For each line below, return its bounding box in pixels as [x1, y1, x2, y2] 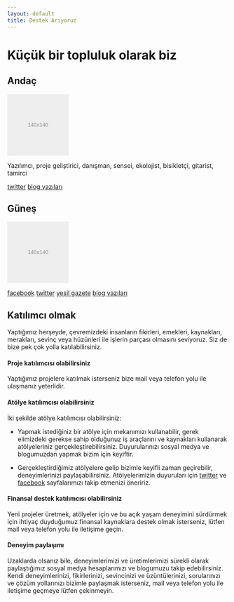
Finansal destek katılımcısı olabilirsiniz [7, 495, 123, 503]
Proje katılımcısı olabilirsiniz [7, 359, 91, 367]
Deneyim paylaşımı [7, 541, 64, 549]
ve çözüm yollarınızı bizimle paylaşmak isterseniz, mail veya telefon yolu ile [7, 579, 224, 587]
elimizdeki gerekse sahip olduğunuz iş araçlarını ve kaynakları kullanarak [17, 435, 228, 443]
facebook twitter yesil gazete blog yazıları [7, 289, 128, 297]
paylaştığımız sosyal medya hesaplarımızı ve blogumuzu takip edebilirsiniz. [7, 563, 223, 572]
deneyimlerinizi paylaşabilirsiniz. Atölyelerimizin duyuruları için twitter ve [17, 471, 227, 479]
